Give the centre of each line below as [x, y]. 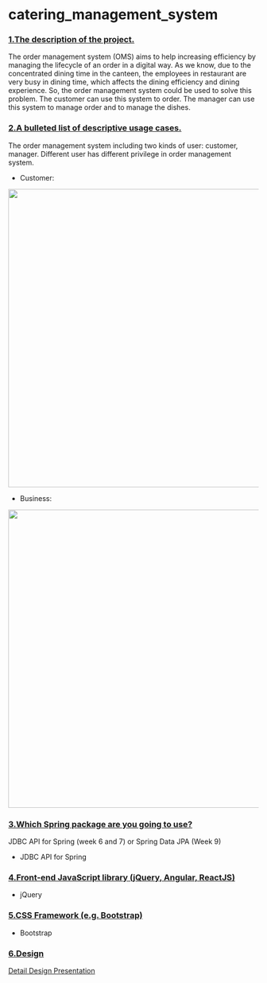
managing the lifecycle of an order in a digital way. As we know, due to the [130, 65]
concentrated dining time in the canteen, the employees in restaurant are [128, 74]
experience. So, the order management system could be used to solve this [130, 91]
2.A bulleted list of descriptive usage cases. [95, 128]
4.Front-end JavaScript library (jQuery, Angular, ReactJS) [122, 878]
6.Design [26, 954]
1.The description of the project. [72, 40]
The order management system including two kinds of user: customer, [123, 146]
